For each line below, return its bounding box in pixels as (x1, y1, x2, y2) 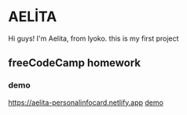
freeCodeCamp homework (8, 56, 141, 70)
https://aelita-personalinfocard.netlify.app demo (8, 98, 163, 107)
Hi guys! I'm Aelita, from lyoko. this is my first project (8, 34, 179, 43)
